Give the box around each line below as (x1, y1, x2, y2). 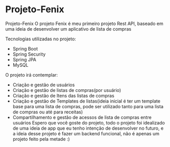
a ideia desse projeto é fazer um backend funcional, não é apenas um (12, 130, 160, 136)
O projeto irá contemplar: (5, 71, 58, 78)
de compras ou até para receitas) (12, 109, 83, 115)
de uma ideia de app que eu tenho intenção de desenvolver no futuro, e (12, 125, 164, 131)
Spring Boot (12, 45, 38, 52)
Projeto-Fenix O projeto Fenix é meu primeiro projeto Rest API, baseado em (5, 20, 163, 27)
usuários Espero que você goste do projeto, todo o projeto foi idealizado (12, 119, 165, 126)
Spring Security (12, 51, 46, 57)
